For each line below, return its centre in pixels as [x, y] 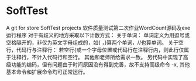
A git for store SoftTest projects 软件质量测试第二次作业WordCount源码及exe [98, 28]
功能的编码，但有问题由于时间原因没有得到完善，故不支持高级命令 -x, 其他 [100, 64]
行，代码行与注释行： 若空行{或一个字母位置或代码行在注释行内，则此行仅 [95, 50]
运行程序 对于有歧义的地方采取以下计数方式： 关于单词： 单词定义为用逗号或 [98, 35]
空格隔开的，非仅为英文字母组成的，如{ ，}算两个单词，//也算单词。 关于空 [95, 42]
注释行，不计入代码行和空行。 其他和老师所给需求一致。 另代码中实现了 [97, 57]
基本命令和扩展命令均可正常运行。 [47, 72]
